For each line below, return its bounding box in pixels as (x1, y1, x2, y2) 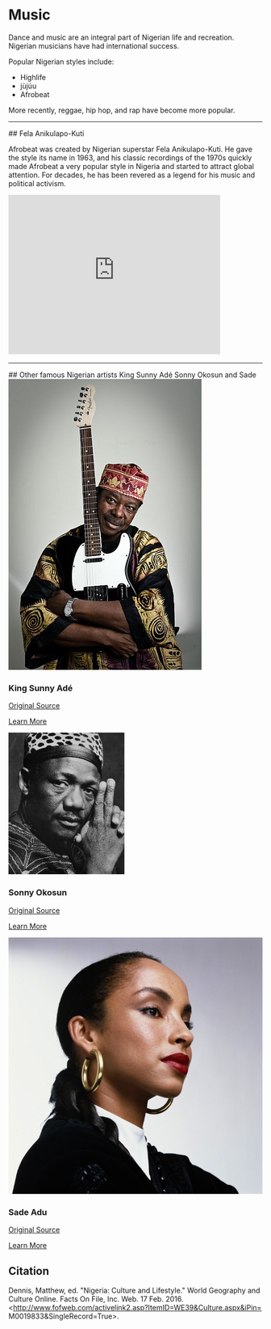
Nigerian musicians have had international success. (8, 40, 180, 50)
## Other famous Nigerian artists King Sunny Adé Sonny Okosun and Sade (8, 370, 256, 380)
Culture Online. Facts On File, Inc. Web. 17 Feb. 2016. (8, 1294, 184, 1304)
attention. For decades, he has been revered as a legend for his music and (8, 170, 256, 180)
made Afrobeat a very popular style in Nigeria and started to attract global (8, 161, 254, 171)
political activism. (8, 178, 66, 188)
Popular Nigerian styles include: (8, 57, 115, 66)
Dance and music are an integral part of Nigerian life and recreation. (8, 32, 235, 42)
